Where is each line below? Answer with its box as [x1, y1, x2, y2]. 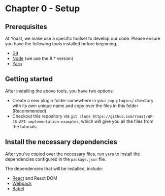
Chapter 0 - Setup [5, 3, 80, 14]
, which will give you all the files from [78, 118, 154, 124]
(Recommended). [12, 108, 48, 113]
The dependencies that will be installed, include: [5, 166, 103, 171]
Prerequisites [5, 23, 47, 31]
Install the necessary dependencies [5, 138, 117, 146]
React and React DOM [12, 175, 58, 181]
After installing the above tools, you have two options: [5, 88, 114, 94]
